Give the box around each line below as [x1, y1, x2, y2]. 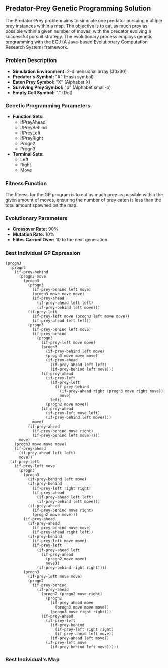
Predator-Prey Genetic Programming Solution [5, 4, 151, 13]
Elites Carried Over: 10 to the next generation [12, 237, 107, 242]
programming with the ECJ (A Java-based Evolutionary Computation [5, 39, 148, 45]
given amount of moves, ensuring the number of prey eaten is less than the [5, 197, 161, 203]
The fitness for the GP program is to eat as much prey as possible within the [5, 191, 163, 197]
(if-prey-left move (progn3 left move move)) [32, 314, 130, 319]
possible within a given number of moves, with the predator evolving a [5, 28, 151, 34]
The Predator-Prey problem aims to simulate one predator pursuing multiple [5, 17, 162, 23]
